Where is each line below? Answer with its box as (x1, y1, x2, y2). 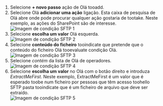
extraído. (10, 90, 29, 95)
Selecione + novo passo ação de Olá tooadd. (10, 5, 104, 10)
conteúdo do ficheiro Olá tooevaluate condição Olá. (10, 47, 118, 53)
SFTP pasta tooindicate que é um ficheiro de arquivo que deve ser (10, 84, 148, 90)
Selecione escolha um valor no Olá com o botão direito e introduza (10, 68, 150, 74)
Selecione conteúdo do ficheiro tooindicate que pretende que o (10, 42, 144, 47)
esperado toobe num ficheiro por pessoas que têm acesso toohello (10, 79, 150, 85)
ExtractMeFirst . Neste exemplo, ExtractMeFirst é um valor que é (10, 74, 144, 79)
